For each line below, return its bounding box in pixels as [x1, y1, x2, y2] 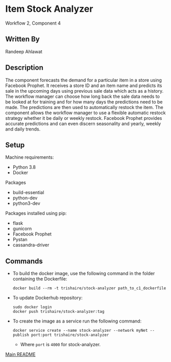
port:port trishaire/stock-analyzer [31, 332, 109, 338]
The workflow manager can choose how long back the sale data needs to [5, 93, 160, 99]
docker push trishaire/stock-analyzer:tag [12, 309, 105, 314]
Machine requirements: [5, 154, 54, 160]
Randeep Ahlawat [5, 48, 42, 54]
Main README [5, 351, 36, 357]
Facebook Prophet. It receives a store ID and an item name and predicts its [5, 82, 162, 89]
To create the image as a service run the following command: [12, 318, 142, 324]
